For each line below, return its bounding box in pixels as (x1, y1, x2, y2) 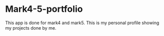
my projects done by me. (5, 25, 56, 31)
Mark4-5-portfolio (5, 3, 83, 15)
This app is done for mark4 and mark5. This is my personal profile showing (5, 20, 159, 26)
